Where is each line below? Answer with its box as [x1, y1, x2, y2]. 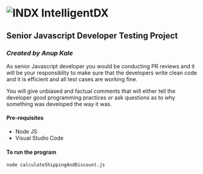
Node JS [15, 128, 38, 136]
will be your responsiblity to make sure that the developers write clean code [6, 69, 197, 76]
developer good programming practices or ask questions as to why [6, 93, 175, 101]
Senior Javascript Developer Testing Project [6, 31, 179, 41]
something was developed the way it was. [6, 100, 112, 107]
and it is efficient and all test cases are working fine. [6, 75, 138, 82]
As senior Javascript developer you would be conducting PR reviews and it [6, 62, 195, 70]
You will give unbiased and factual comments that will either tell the [6, 87, 176, 95]
